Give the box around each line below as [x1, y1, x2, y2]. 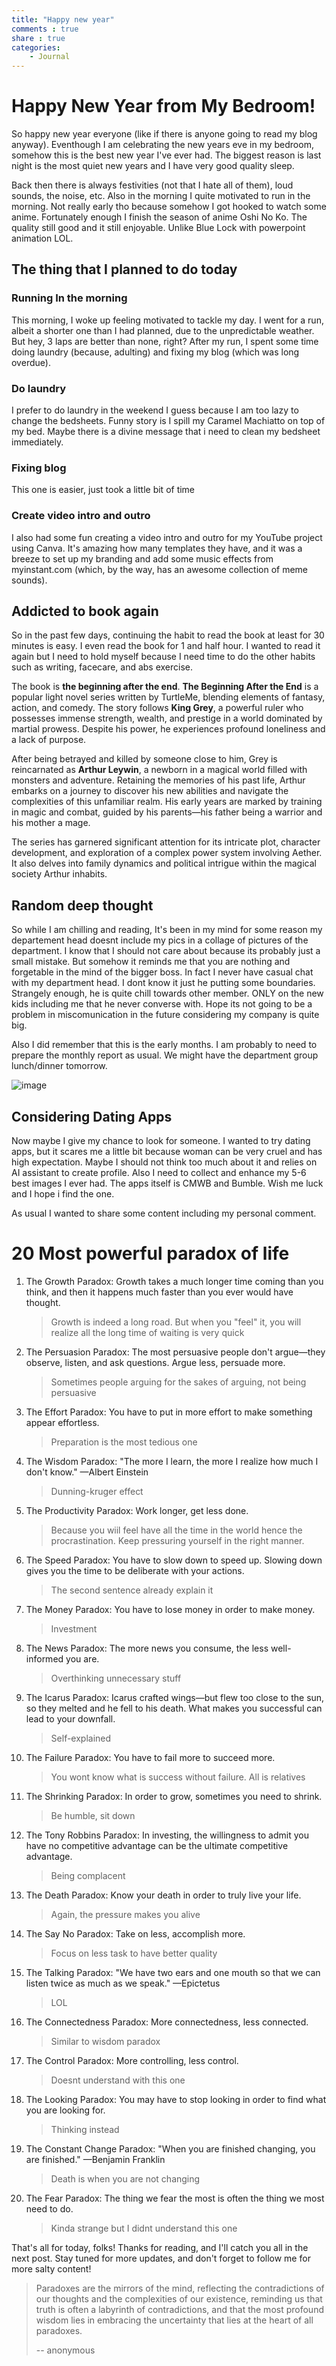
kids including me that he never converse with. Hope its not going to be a [11, 998, 313, 1010]
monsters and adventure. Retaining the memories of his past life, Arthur [11, 774, 306, 786]
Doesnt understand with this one [50, 2074, 186, 2086]
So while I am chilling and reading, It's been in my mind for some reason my [11, 924, 323, 936]
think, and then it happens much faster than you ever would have [25, 1286, 294, 1298]
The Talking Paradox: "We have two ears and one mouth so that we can [25, 1967, 321, 1979]
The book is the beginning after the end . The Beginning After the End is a [11, 681, 319, 693]
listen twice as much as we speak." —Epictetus [25, 1977, 221, 1990]
